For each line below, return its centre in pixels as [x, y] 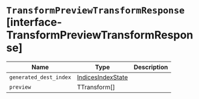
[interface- [34, 22]
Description [151, 67]
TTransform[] [96, 87]
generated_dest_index [40, 77]
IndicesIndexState [103, 77]
